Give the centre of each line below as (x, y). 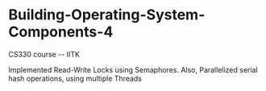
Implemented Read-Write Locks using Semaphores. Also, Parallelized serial (133, 69)
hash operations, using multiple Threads (75, 78)
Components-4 (61, 32)
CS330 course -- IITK (44, 54)
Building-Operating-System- (107, 15)
